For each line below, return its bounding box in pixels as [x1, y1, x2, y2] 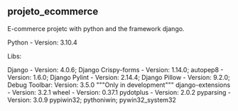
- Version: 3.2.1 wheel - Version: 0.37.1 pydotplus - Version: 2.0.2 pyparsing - [7, 88, 231, 96]
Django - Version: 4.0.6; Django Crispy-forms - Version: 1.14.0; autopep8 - [7, 65, 224, 74]
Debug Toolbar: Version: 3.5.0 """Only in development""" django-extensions [7, 81, 231, 89]
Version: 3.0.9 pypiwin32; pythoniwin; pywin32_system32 [7, 95, 176, 104]
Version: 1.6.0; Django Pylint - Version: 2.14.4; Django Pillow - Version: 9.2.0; [7, 73, 231, 81]
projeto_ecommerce [7, 6, 99, 18]
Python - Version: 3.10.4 [7, 38, 78, 47]
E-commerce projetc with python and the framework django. [7, 24, 185, 33]
